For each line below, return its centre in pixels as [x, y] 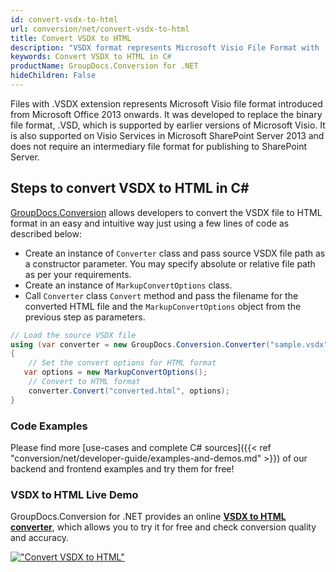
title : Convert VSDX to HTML [71, 38]
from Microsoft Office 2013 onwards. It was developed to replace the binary [166, 114]
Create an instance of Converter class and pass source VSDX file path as [175, 253]
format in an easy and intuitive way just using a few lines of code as [150, 223]
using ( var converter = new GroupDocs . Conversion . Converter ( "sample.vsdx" [169, 344]
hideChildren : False [53, 76]
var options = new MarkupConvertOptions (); [115, 372]
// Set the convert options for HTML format [122, 363]
